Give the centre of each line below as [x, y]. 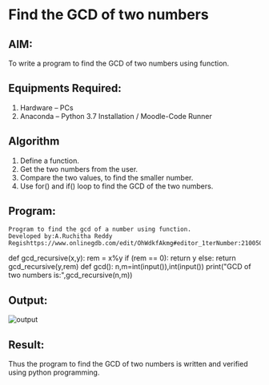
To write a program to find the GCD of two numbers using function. [119, 63]
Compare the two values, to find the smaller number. [106, 177]
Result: [26, 345]
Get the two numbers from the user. [79, 169]
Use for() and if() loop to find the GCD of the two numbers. [116, 186]
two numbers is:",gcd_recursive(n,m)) [70, 275]
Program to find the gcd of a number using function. [100, 229]
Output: [28, 300]
